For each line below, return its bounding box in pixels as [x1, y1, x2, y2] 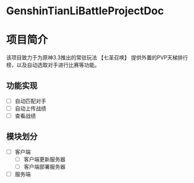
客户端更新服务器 [23, 156, 66, 163]
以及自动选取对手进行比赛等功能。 [16, 61, 100, 69]
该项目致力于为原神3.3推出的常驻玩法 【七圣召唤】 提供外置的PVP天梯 [6, 54, 178, 61]
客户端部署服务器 [23, 163, 66, 171]
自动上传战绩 [14, 105, 46, 112]
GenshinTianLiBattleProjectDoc [6, 4, 164, 18]
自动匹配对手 [14, 97, 46, 105]
